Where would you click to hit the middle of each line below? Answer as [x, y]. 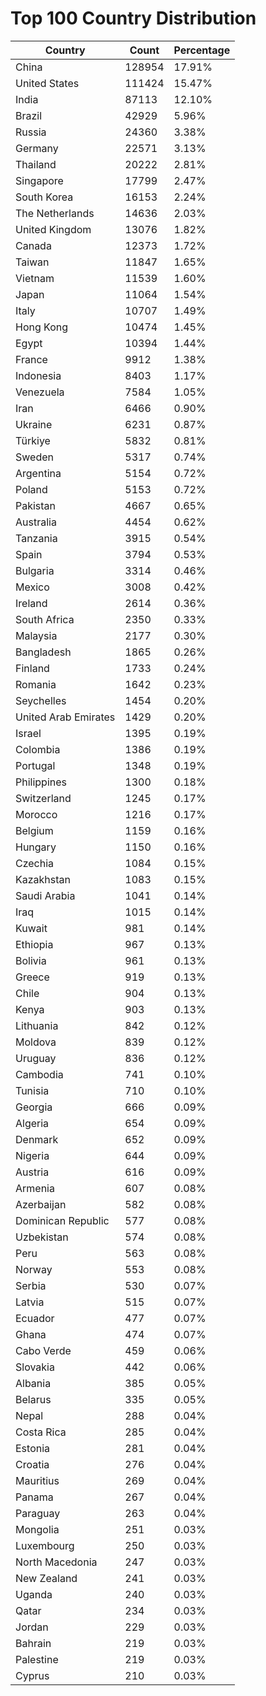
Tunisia [32, 1090]
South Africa [45, 619]
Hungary [36, 847]
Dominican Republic [62, 1220]
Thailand [36, 164]
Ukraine [34, 424]
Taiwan [32, 262]
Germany [37, 148]
